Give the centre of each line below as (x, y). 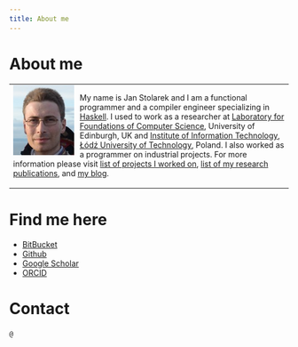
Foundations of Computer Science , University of (167, 126)
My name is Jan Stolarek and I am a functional (163, 98)
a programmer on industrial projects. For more (163, 155)
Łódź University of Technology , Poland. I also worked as (182, 145)
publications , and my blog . (61, 173)
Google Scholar (51, 263)
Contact (39, 308)
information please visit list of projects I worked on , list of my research (141, 164)
